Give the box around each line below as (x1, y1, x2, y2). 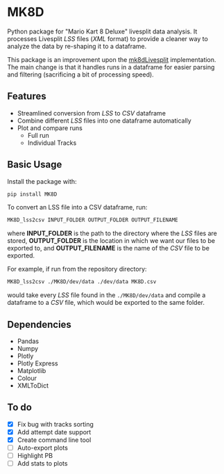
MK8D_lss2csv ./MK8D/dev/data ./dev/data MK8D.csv (7, 278, 157, 285)
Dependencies (7, 318, 71, 331)
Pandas (17, 337, 40, 345)
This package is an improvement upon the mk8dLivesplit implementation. (7, 55, 216, 63)
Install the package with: (7, 177, 78, 185)
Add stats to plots (17, 459, 68, 468)
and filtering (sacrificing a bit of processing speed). (7, 70, 154, 79)
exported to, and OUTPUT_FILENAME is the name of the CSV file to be (7, 244, 210, 253)
